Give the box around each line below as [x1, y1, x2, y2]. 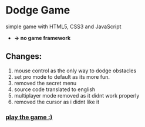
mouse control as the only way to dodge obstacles [14, 67, 137, 74]
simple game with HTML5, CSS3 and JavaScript [5, 23, 122, 30]
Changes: [5, 51, 42, 62]
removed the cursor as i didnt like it [14, 98, 100, 105]
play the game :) [5, 113, 53, 121]
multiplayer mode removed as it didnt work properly [14, 92, 140, 99]
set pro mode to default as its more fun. [14, 73, 110, 80]
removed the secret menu [14, 79, 77, 86]
